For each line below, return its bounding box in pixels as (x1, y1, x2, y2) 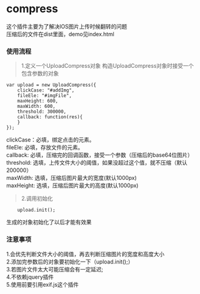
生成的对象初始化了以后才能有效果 (6, 218, 92, 226)
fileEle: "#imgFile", (17, 93, 72, 99)
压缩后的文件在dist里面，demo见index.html (6, 30, 114, 38)
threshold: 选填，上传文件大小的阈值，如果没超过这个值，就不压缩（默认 (6, 159, 188, 167)
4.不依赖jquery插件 (6, 273, 54, 281)
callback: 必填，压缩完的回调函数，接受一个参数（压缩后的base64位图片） (6, 151, 193, 159)
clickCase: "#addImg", (17, 87, 75, 93)
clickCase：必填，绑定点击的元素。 (6, 136, 95, 143)
